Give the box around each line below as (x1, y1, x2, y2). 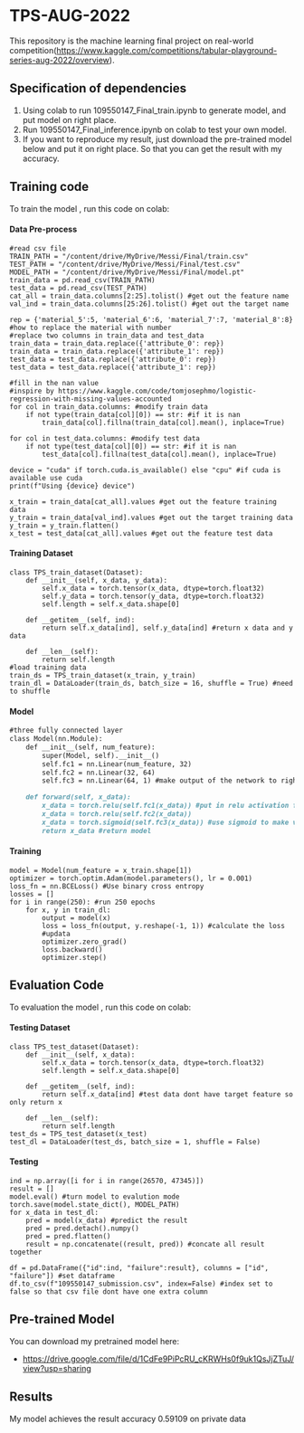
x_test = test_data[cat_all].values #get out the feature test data (9, 528, 273, 538)
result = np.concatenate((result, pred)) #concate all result (25, 1240, 265, 1249)
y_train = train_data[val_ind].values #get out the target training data (9, 513, 294, 522)
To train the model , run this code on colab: (9, 203, 170, 214)
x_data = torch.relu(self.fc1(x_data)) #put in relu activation (42, 802, 290, 811)
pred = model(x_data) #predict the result (25, 1216, 188, 1226)
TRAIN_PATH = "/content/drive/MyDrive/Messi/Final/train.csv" (9, 251, 249, 261)
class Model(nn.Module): (9, 735, 103, 744)
